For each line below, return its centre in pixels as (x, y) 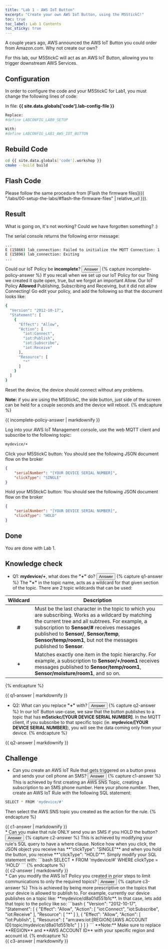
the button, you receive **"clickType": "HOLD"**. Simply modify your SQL (81, 855)
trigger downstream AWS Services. (41, 63)
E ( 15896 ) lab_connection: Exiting (42, 254)
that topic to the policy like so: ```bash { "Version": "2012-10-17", (71, 904)
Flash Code (23, 181)
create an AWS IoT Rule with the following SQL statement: (72, 793)
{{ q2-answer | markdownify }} (37, 742)
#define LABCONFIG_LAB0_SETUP (37, 120)
